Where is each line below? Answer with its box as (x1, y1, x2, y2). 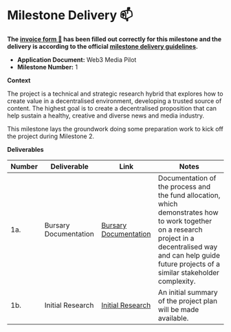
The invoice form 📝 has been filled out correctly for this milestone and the (7, 34, 222, 43)
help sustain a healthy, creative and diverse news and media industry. (7, 111, 205, 120)
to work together (157, 216, 212, 225)
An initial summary (157, 287, 218, 297)
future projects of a (157, 259, 220, 269)
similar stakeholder (157, 267, 220, 277)
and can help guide (157, 250, 220, 260)
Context (7, 76, 31, 85)
